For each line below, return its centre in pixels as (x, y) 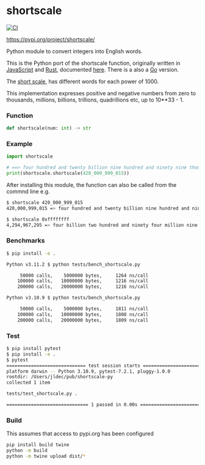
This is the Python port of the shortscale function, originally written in (94, 63)
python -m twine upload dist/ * (46, 456)
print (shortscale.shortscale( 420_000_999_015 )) (68, 174)
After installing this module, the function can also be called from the (92, 185)
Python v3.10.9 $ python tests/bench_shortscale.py (73, 298)
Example (20, 144)
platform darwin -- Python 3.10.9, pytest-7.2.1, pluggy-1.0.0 (88, 371)
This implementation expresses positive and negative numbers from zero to (101, 93)
